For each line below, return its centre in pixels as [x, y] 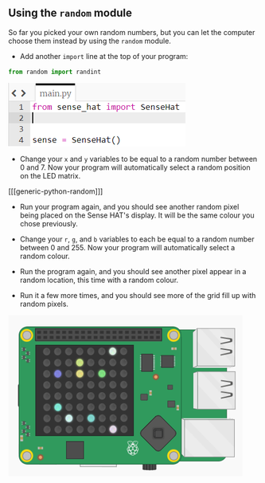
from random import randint [55, 72]
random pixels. [44, 304]
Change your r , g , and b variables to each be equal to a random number [137, 239]
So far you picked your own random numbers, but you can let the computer [132, 32]
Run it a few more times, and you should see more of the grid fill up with [138, 295]
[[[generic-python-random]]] [56, 191]
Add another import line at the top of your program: [104, 56]
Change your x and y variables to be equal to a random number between [138, 159]
